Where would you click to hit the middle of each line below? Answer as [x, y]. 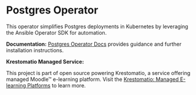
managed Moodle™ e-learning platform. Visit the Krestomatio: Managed [92, 79]
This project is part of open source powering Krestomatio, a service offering [98, 73]
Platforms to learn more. [57, 85]
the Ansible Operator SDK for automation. [57, 32]
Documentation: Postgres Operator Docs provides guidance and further [94, 44]
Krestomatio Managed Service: [45, 62]
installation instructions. [35, 50]
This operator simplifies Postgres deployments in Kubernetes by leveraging [97, 26]
